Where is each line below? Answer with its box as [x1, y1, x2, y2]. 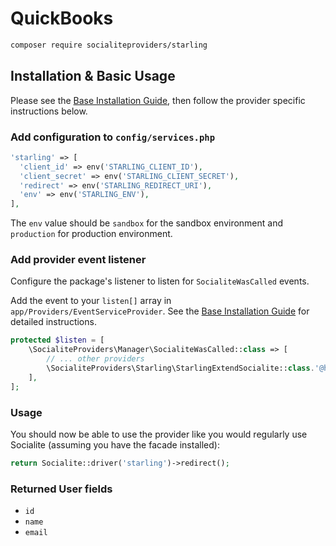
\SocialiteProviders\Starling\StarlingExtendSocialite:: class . [46, 363, 315, 374]
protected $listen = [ [10, 335, 105, 346]
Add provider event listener [10, 253, 147, 267]
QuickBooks [10, 7, 114, 30]
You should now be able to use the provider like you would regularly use [10, 428, 308, 441]
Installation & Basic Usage [10, 68, 176, 85]
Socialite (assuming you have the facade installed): [10, 439, 220, 451]
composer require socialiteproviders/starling [10, 40, 208, 50]
